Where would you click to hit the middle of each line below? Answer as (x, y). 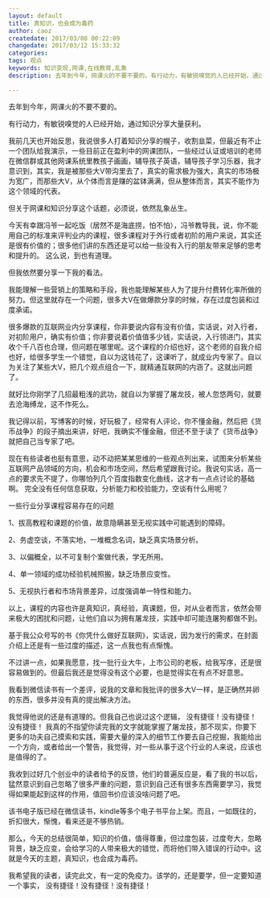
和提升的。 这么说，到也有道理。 (62, 255)
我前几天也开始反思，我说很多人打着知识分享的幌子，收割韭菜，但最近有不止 (135, 141)
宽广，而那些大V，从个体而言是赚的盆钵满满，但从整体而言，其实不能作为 (137, 181)
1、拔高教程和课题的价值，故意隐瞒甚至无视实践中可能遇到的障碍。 (119, 523)
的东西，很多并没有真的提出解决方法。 (72, 699)
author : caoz (30, 31)
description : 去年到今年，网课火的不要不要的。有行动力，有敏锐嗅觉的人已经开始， (131, 76)
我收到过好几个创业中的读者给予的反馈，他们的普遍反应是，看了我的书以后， (135, 773)
